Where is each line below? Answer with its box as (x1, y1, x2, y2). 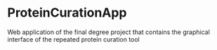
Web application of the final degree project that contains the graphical (7, 28, 211, 36)
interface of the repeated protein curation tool (7, 35, 140, 43)
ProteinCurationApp (7, 5, 127, 21)
